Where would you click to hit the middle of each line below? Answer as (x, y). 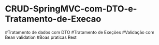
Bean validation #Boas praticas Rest (41, 37)
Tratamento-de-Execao (53, 19)
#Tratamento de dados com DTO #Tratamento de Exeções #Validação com (80, 32)
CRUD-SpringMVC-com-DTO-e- (71, 9)
